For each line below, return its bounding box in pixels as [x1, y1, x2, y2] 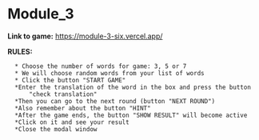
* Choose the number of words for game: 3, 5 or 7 [14, 62, 187, 70]
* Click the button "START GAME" [14, 76, 126, 84]
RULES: [7, 46, 33, 56]
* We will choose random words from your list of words [14, 69, 205, 77]
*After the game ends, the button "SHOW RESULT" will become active [14, 111, 248, 119]
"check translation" [28, 90, 98, 98]
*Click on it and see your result [14, 118, 129, 126]
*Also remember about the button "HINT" [14, 104, 151, 112]
